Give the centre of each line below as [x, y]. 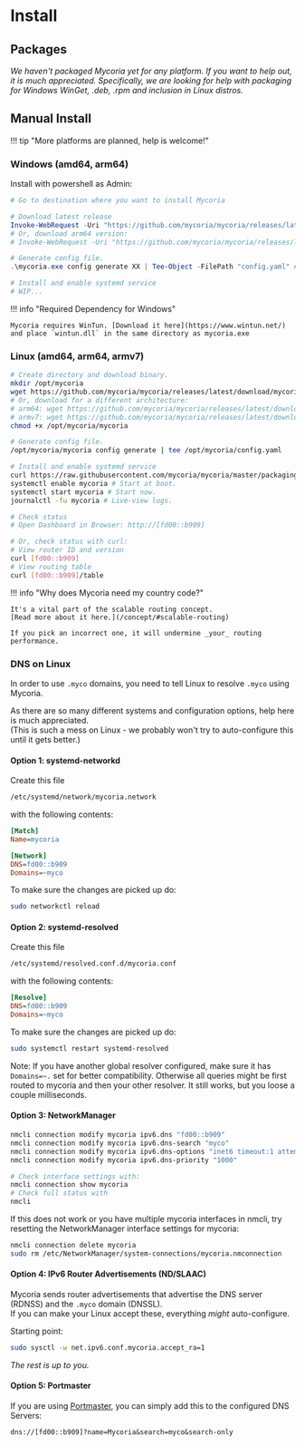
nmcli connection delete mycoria [73, 1246]
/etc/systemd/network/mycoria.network [83, 797]
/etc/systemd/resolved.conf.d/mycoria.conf [94, 964]
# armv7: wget [37, 417]
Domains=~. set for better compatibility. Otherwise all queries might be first [148, 1075]
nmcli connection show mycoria [69, 1185]
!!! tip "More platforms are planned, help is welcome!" [110, 141]
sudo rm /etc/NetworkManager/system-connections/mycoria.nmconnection [146, 1253]
